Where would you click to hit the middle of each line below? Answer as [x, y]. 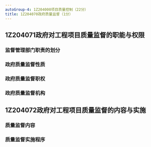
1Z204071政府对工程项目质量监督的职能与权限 [75, 35]
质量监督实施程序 [25, 139]
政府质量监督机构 [25, 93]
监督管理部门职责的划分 [32, 50]
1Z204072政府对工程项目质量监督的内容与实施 [75, 110]
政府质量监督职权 [25, 78]
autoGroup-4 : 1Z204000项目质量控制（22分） [47, 9]
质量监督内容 [20, 125]
